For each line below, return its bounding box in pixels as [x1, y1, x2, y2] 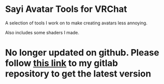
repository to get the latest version [5, 68, 152, 80]
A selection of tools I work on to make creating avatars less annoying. [5, 20, 148, 26]
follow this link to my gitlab [5, 58, 118, 69]
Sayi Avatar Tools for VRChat [5, 3, 128, 15]
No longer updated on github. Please [5, 47, 160, 58]
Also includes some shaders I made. [5, 29, 80, 35]
